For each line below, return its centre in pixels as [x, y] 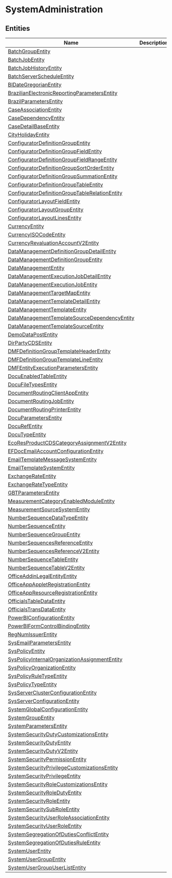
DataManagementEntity [36, 268]
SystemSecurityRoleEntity [39, 801]
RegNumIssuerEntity [33, 634]
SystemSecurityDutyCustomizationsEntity [58, 734]
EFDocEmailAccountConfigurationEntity [56, 451]
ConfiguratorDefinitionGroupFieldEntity [55, 151]
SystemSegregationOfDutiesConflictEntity [58, 834]
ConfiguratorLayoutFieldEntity [44, 201]
